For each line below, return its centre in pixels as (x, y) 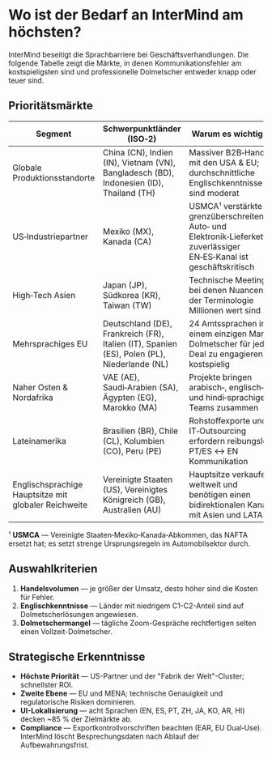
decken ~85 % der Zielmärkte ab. (76, 719)
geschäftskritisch (222, 266)
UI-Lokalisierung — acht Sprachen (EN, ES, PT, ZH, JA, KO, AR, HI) (132, 711)
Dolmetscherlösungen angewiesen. (79, 614)
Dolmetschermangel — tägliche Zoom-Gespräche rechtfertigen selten (138, 623)
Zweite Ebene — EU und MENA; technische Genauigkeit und (121, 693)
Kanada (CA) (127, 241)
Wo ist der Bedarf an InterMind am (126, 15)
